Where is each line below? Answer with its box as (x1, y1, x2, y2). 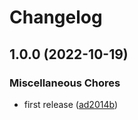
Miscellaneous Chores (9, 76, 121, 90)
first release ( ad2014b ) (23, 98, 118, 110)
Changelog (9, 6, 103, 29)
